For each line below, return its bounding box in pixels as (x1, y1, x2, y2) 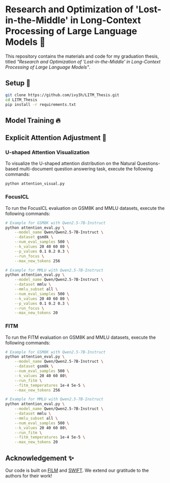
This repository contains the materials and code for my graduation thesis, (5, 53, 159, 59)
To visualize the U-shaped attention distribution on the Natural (5, 160, 136, 167)
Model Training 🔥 (5, 116, 61, 125)
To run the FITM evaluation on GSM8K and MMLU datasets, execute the (5, 334, 156, 340)
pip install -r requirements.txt (5, 102, 76, 107)
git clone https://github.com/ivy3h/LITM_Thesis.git (5, 92, 120, 98)
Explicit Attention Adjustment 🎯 (5, 134, 107, 142)
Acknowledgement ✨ (5, 454, 74, 463)
